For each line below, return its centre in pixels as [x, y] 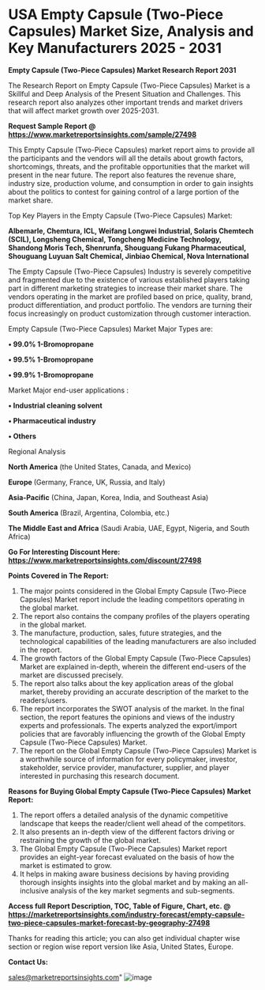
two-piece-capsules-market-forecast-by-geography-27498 [109, 923]
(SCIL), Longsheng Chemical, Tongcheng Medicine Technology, [115, 239]
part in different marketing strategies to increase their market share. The [125, 288]
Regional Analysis [37, 451]
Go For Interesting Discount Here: [64, 552]
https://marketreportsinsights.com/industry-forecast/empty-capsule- [127, 914]
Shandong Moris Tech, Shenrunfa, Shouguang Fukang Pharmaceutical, [127, 248]
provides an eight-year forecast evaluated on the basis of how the [127, 857]
